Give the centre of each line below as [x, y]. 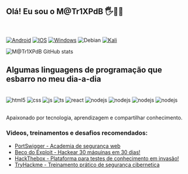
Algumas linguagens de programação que [84, 70]
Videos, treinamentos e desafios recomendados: [77, 133]
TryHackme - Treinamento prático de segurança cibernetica [87, 165]
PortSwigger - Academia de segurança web [68, 146]
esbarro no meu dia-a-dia [54, 79]
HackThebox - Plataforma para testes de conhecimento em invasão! [97, 158]
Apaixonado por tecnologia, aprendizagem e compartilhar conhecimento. [94, 118]
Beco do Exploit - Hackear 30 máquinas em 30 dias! [77, 152]
